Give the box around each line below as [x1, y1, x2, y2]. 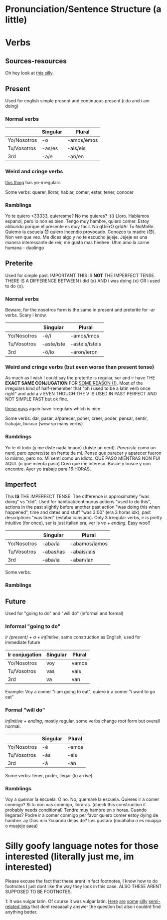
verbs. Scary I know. [5, 312, 47, 318]
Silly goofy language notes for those [5, 840, 159, 852]
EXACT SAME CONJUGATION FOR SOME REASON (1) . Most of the [5, 380, 143, 386]
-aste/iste [41, 340, 66, 347]
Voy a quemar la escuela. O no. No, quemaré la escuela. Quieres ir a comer [5, 796, 160, 802]
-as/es [41, 145, 58, 152]
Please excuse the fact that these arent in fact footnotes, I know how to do [5, 878, 158, 884]
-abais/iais [69, 548, 96, 555]
